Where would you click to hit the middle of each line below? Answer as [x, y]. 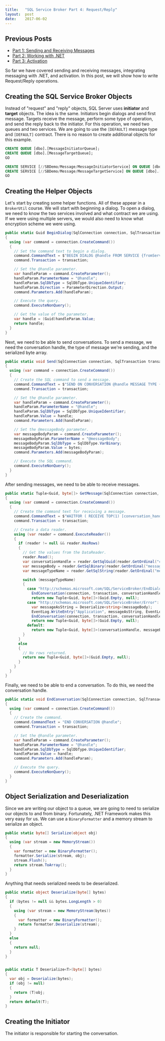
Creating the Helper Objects [49, 191]
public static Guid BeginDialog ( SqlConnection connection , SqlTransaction [83, 233]
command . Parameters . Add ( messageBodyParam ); [59, 452]
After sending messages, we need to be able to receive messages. [72, 484]
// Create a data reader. [41, 530]
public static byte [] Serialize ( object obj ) [51, 833]
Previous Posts [29, 39]
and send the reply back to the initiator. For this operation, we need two [77, 124]
